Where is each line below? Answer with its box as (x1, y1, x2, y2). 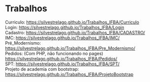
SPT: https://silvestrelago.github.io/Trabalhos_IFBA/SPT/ (5, 61, 120, 67)
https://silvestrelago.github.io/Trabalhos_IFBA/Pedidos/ (5, 55, 118, 61)
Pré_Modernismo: (5, 40, 41, 46)
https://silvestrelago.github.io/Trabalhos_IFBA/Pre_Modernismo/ (5, 45, 135, 51)
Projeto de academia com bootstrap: (5, 66, 79, 72)
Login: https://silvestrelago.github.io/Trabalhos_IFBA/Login (5, 24, 124, 30)
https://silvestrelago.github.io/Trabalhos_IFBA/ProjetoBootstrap (5, 71, 134, 77)
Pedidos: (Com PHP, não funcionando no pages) (5, 50, 103, 56)
